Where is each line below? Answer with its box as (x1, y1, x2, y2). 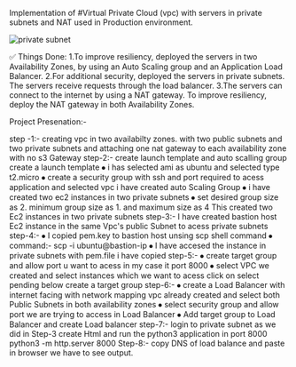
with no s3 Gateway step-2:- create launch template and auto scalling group (9, 153, 288, 163)
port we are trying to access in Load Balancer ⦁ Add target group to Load (9, 309, 277, 319)
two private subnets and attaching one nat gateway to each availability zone (9, 143, 287, 154)
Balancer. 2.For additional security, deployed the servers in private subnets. (9, 71, 285, 81)
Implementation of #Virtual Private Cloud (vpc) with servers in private (9, 8, 263, 18)
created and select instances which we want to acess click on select (9, 270, 260, 281)
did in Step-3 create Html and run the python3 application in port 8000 (9, 329, 268, 339)
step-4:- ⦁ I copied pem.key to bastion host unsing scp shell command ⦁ (9, 230, 273, 241)
